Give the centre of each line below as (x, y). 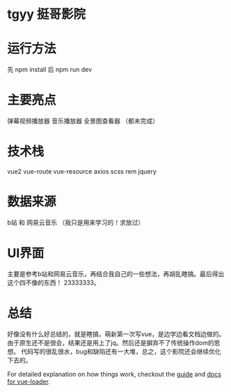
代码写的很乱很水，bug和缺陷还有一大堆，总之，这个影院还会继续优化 (121, 351)
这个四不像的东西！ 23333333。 (54, 282)
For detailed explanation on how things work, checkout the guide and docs (114, 374)
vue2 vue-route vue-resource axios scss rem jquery (82, 171)
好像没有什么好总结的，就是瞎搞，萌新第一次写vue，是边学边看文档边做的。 (116, 334)
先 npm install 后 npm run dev (50, 70)
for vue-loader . (29, 382)
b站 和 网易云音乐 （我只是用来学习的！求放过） (76, 222)
